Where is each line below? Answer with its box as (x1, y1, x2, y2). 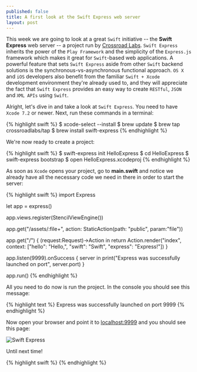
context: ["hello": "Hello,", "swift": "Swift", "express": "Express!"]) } (6, 243, 168, 250)
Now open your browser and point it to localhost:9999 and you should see (6, 319, 186, 326)
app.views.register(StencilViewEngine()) (6, 214, 104, 221)
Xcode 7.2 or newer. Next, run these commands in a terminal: (6, 109, 154, 116)
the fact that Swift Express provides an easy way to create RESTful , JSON (6, 86, 182, 93)
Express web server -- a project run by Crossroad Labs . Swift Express (6, 42, 178, 49)
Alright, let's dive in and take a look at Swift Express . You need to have (6, 103, 178, 110)
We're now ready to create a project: (6, 139, 95, 146)
